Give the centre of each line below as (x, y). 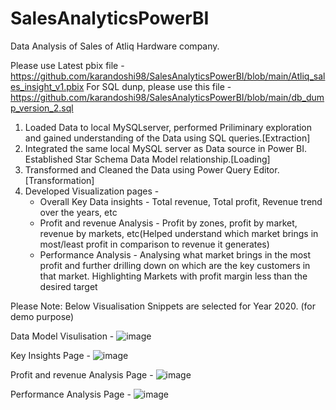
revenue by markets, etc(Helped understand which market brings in (179, 233)
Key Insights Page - (50, 355)
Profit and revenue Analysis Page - (82, 374)
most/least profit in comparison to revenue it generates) (154, 244)
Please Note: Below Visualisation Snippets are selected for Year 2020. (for (163, 306)
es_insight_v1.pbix (47, 86)
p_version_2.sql (42, 108)
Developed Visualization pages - (92, 191)
